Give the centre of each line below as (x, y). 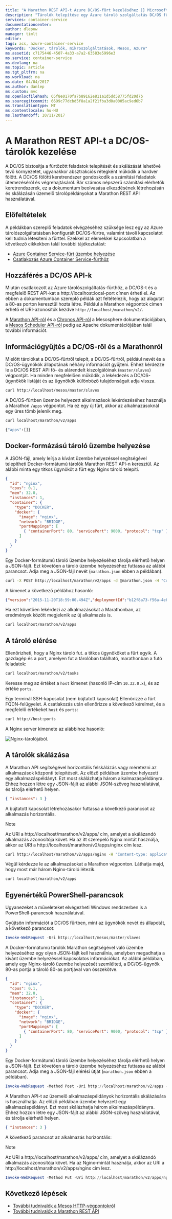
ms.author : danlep (25, 86)
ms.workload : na (23, 77)
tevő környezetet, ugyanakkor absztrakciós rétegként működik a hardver (82, 171)
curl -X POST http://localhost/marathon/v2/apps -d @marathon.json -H (82, 580)
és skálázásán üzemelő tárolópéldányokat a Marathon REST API (72, 193)
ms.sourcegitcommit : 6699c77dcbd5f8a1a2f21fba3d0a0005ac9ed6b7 (74, 101)
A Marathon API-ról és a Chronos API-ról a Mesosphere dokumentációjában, (86, 320)
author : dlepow (21, 29)
